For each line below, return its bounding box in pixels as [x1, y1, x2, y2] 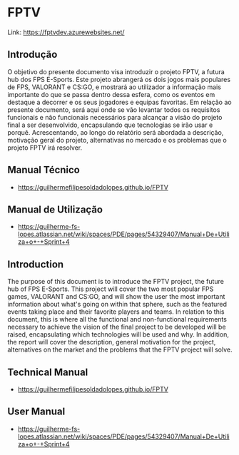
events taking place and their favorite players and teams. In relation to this [7, 307, 225, 316]
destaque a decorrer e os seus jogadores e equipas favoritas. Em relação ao [7, 98, 232, 106]
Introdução [7, 48, 58, 61]
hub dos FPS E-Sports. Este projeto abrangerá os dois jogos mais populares [7, 75, 230, 83]
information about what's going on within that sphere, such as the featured [7, 300, 227, 309]
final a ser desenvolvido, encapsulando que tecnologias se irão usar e [7, 121, 213, 129]
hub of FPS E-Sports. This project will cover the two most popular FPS [7, 285, 214, 293]
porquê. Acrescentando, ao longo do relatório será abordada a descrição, [7, 128, 224, 136]
